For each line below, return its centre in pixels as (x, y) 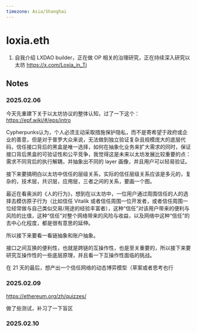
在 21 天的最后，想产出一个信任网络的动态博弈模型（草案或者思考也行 (90, 268)
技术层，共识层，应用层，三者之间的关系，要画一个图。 (88, 182)
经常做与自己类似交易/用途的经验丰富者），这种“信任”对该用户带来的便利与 (100, 208)
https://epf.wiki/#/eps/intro (39, 120)
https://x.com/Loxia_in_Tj (57, 64)
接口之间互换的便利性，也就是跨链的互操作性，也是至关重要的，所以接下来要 (98, 248)
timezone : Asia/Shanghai (36, 11)
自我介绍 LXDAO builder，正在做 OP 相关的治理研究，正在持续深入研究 (100, 57)
